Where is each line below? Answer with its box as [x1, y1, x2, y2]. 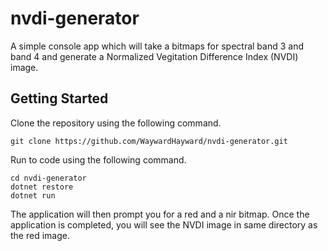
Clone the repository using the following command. [10, 117, 222, 129]
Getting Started [10, 90, 109, 107]
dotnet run [10, 190, 56, 201]
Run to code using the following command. [10, 153, 187, 166]
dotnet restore [10, 182, 74, 192]
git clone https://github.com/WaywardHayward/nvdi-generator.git [10, 136, 288, 146]
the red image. [10, 229, 70, 241]
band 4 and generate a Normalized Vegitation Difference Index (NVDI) [10, 50, 299, 62]
